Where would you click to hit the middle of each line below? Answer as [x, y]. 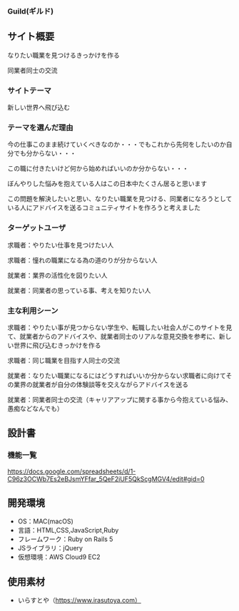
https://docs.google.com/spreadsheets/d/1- [72, 471]
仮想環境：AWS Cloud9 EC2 [59, 557]
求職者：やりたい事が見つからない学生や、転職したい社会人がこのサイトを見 [120, 327]
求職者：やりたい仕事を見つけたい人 [61, 245]
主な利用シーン [33, 310]
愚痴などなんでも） [36, 409]
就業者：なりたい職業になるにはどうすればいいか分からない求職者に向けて [117, 375]
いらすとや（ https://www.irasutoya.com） [79, 600]
